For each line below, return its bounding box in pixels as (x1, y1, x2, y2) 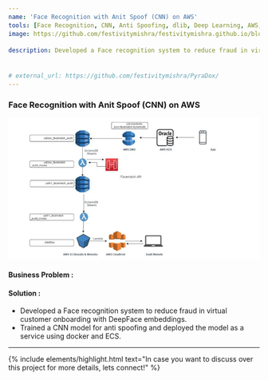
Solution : (8, 288, 41, 298)
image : (8, 30, 30, 38)
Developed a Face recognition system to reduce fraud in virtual (19, 306, 227, 315)
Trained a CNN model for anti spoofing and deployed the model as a (19, 323, 245, 333)
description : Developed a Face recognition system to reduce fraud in (8, 46, 248, 55)
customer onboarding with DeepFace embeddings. (19, 315, 187, 324)
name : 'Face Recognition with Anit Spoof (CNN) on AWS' (8, 13, 198, 21)
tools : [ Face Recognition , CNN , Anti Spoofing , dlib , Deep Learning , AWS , (8, 21, 262, 30)
